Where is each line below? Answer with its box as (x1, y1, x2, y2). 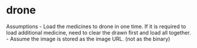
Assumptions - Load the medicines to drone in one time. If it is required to (6, 23, 186, 30)
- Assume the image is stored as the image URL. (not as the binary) (6, 35, 170, 42)
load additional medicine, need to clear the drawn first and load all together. (6, 29, 191, 36)
